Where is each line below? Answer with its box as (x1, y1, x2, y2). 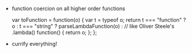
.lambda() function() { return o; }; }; (11, 29, 97, 36)
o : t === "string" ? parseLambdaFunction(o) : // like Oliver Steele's (11, 23, 175, 29)
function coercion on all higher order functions (11, 5, 125, 12)
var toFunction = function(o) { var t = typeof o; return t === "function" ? (11, 16, 186, 23)
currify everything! (11, 41, 57, 47)
